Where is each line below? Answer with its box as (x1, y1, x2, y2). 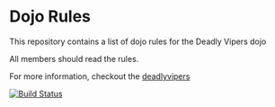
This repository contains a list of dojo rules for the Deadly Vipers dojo (9, 36, 267, 47)
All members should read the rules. (9, 53, 139, 64)
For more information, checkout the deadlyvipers (9, 70, 191, 82)
